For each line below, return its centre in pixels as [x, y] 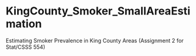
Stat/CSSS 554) [25, 47]
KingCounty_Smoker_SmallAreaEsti [98, 11]
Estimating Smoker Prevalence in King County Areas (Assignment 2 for [95, 40]
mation [24, 24]
